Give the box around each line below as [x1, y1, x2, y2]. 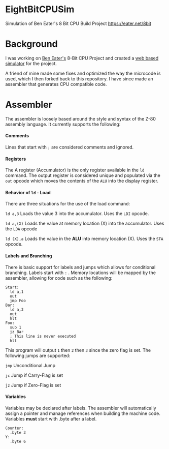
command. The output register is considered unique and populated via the [5, 172, 161, 178]
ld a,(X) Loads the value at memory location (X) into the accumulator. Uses [5, 220, 164, 227]
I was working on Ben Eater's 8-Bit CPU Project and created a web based [5, 55, 159, 61]
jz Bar [10, 329, 24, 334]
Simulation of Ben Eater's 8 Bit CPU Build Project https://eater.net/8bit [5, 20, 151, 26]
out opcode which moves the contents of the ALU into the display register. [5, 178, 159, 184]
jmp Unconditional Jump [5, 362, 56, 368]
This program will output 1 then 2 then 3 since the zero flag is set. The [5, 347, 151, 353]
